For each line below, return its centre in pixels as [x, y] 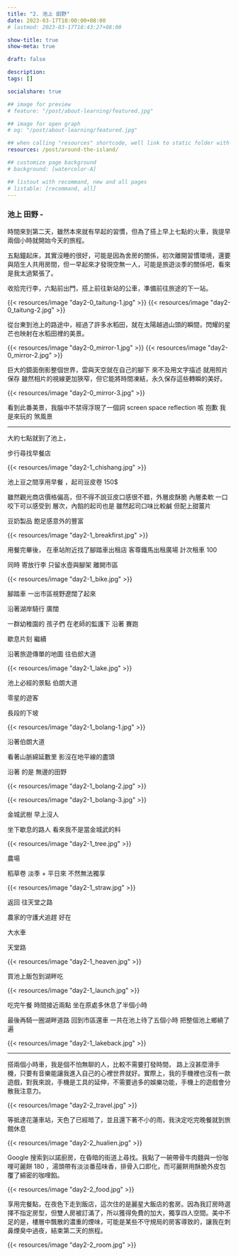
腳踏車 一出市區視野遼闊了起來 [52, 594]
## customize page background [52, 162]
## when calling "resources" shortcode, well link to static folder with [119, 143]
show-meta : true [31, 47]
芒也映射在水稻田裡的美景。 [48, 333]
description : [27, 72]
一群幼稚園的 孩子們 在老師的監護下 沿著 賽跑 [73, 623]
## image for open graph [44, 124]
